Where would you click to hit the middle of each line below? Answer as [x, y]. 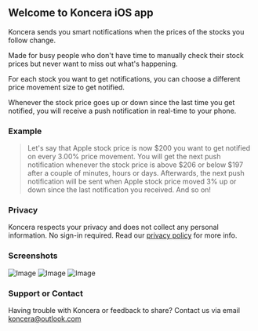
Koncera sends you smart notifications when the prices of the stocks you [126, 31]
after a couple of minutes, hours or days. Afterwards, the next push [136, 173]
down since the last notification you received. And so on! [119, 190]
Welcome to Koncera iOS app [81, 13]
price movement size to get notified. [67, 87]
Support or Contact [46, 293]
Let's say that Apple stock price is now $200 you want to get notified [139, 148]
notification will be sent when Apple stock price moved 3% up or [132, 182]
